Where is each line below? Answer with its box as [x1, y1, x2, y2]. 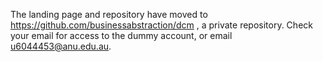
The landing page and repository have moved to [10, 9, 208, 20]
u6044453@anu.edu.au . [10, 40, 112, 52]
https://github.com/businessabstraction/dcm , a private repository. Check [10, 19, 313, 31]
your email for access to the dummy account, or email [10, 30, 233, 41]
